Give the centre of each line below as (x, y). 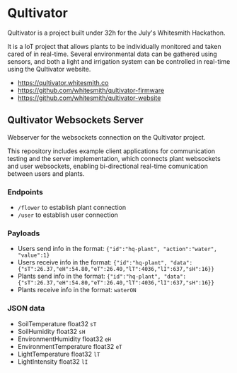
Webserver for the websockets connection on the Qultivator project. (106, 137)
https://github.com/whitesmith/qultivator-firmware (91, 90)
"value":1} (34, 256)
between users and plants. (46, 173)
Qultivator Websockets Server (75, 120)
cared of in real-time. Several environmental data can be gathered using (112, 54)
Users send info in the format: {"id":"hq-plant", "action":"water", (117, 249)
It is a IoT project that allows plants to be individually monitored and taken (114, 46)
